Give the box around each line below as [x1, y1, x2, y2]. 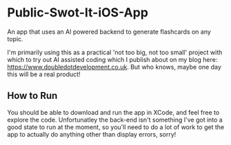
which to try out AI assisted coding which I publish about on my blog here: [7, 55, 218, 63]
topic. [7, 34, 23, 43]
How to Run [7, 90, 58, 102]
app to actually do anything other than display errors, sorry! [7, 130, 177, 138]
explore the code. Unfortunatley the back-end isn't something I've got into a [7, 115, 223, 124]
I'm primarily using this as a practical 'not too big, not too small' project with [7, 48, 223, 56]
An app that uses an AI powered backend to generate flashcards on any [7, 27, 212, 36]
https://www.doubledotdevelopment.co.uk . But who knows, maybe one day [7, 63, 222, 71]
